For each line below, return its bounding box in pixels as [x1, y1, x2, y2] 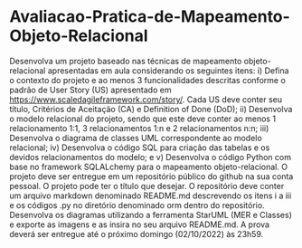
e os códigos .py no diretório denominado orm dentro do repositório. [9, 199, 265, 210]
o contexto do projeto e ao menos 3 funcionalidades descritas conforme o [9, 74, 287, 85]
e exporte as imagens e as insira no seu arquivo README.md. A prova [9, 219, 269, 230]
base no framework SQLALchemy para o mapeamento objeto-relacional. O [9, 161, 288, 172]
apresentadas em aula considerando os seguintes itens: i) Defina [47, 65, 289, 76]
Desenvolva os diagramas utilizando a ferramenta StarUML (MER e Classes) [9, 209, 292, 220]
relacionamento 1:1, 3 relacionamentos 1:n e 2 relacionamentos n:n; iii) [9, 122, 269, 133]
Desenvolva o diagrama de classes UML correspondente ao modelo [9, 132, 262, 143]
